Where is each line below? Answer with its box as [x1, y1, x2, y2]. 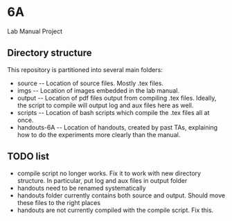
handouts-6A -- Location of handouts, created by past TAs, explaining [17, 123, 218, 132]
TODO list [7, 150, 50, 163]
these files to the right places [17, 198, 101, 206]
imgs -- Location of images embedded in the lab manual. [17, 86, 180, 94]
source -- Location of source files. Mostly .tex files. [17, 79, 164, 87]
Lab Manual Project [7, 27, 63, 35]
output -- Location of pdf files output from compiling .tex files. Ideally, [17, 94, 217, 102]
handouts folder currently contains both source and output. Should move [17, 191, 226, 200]
